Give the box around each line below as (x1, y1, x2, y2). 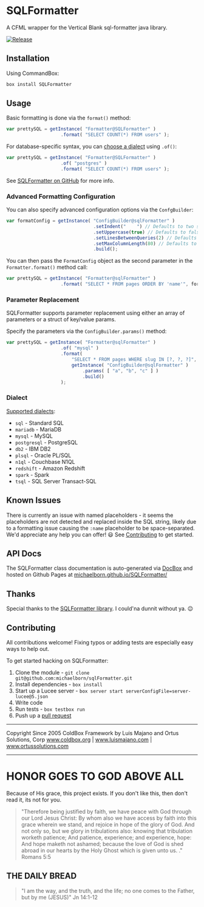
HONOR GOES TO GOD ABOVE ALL (6, 769, 184, 783)
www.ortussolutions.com (6, 742, 69, 750)
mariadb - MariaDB (15, 425, 62, 433)
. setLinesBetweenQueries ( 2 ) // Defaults (93, 235, 197, 241)
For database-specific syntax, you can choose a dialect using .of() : (6, 143, 177, 150)
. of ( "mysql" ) (60, 345, 99, 351)
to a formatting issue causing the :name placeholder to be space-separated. (6, 524, 195, 532)
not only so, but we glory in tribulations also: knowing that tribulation (21, 827, 193, 834)
